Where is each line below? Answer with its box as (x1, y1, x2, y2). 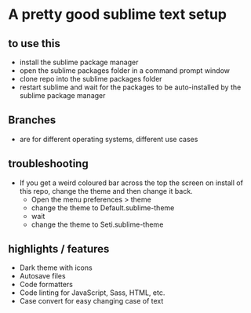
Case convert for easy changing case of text (19, 297, 164, 306)
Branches (8, 114, 56, 127)
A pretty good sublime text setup (8, 5, 227, 24)
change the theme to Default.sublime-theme (31, 202, 175, 213)
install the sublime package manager (19, 57, 139, 67)
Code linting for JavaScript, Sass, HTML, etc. (19, 288, 166, 297)
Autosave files (19, 271, 66, 281)
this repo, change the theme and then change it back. (19, 186, 194, 195)
